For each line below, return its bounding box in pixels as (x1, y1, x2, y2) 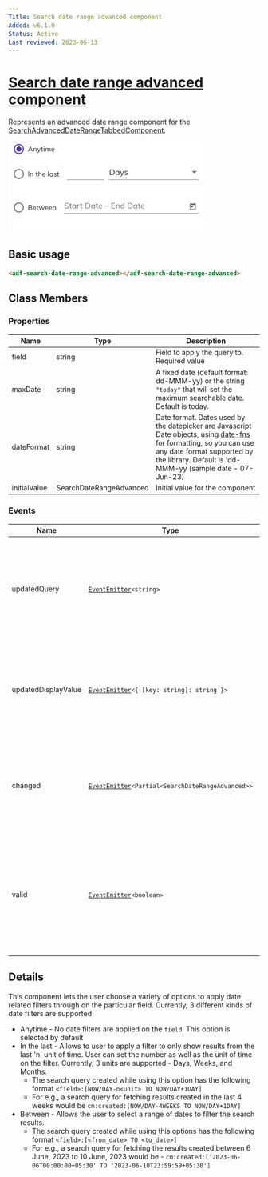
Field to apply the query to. (155, 348, 244, 358)
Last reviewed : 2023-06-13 (8, 38, 98, 46)
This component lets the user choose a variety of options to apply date (8, 991, 242, 1001)
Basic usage (8, 247, 70, 261)
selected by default (19, 1032, 84, 1042)
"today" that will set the (155, 384, 233, 394)
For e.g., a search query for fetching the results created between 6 (31, 1143, 251, 1152)
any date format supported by (155, 446, 254, 456)
